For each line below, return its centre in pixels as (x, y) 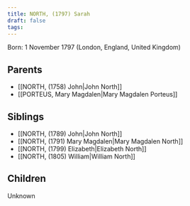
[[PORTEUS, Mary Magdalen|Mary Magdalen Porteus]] (97, 94)
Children (27, 179)
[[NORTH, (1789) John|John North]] (70, 134)
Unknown (21, 195)
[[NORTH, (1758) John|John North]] (70, 87)
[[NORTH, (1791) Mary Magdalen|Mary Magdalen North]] (100, 141)
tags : (15, 27)
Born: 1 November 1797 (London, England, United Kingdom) (94, 48)
